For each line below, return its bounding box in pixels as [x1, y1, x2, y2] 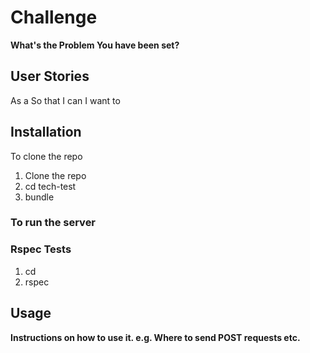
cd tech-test [24, 180, 77, 192]
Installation [10, 124, 82, 141]
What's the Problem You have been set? [10, 39, 180, 51]
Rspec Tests [10, 242, 72, 256]
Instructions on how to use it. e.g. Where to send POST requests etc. [10, 331, 301, 343]
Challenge [10, 6, 98, 29]
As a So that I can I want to [10, 94, 121, 106]
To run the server [10, 216, 97, 230]
